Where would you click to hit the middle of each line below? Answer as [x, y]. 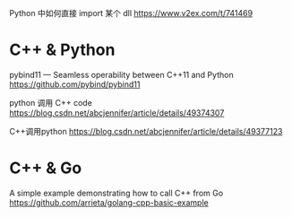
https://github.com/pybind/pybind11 [75, 84]
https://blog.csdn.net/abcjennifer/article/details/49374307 [117, 113]
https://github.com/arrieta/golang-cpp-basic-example [109, 202]
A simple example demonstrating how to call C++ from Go [116, 193]
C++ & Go [46, 168]
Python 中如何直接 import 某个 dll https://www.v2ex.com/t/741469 [131, 13]
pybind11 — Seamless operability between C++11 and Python [122, 74]
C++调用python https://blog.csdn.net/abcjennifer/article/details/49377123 [146, 131]
